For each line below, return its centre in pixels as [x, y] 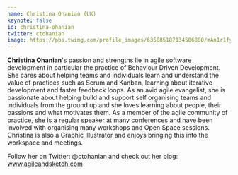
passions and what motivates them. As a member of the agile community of [118, 113]
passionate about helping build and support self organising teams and [109, 98]
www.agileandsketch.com [45, 164]
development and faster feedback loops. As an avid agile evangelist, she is [117, 90]
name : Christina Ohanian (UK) [52, 14]
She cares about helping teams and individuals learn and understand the [113, 76]
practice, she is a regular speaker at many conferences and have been [110, 120]
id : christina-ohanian [41, 27]
